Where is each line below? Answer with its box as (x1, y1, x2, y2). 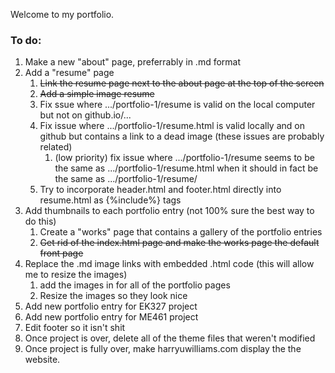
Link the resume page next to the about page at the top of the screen (39, 77, 325, 89)
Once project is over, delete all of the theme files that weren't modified (24, 332, 316, 344)
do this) (24, 215, 57, 228)
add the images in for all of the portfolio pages (39, 279, 231, 291)
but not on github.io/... (39, 109, 132, 121)
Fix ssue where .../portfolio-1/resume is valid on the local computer (39, 99, 316, 111)
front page (39, 247, 84, 259)
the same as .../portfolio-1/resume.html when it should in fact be (54, 162, 319, 174)
